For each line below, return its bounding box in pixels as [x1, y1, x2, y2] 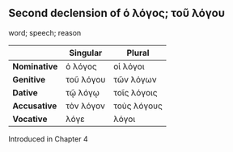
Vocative [12, 113, 48, 125]
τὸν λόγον [66, 100, 105, 112]
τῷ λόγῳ [66, 87, 100, 98]
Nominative [12, 61, 58, 72]
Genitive [12, 74, 46, 85]
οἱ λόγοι [112, 61, 145, 72]
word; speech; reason [8, 27, 82, 37]
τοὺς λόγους [112, 100, 163, 112]
